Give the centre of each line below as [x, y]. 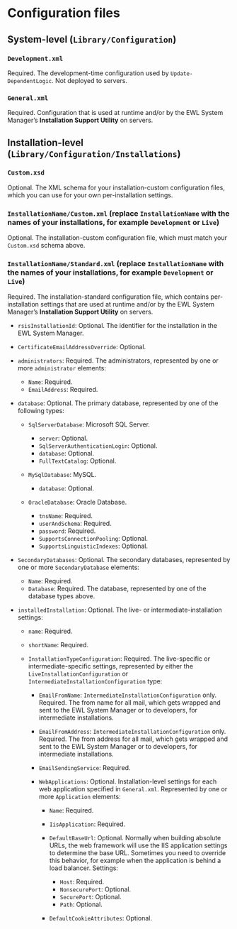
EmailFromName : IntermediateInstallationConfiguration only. [128, 695]
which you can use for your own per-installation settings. [90, 195]
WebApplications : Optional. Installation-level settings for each [128, 781]
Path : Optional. [81, 905]
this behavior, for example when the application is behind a [135, 861]
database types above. [62, 596]
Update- [181, 73]
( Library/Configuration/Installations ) [94, 154]
